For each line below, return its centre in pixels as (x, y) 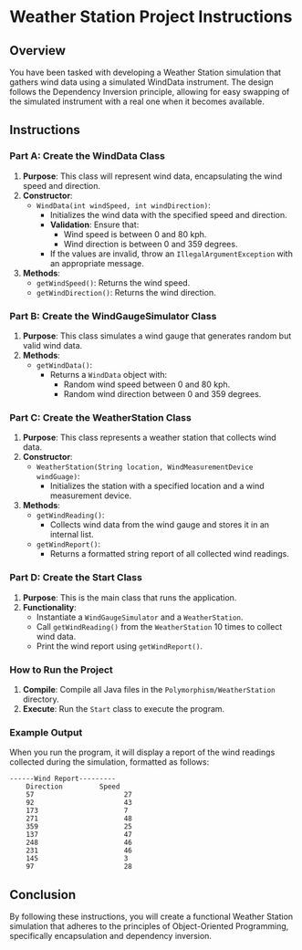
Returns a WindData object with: (109, 374)
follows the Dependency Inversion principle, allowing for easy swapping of (150, 92)
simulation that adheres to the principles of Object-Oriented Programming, (149, 926)
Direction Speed (73, 787)
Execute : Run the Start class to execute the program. (124, 708)
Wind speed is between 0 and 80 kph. (135, 234)
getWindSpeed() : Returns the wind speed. (113, 282)
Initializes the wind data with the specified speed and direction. (168, 214)
